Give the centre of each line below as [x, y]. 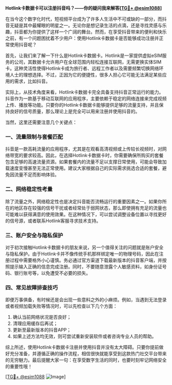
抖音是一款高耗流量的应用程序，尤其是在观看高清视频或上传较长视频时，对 [84, 149]
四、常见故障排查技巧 [31, 287]
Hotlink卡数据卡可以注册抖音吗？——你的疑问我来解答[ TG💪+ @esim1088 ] [84, 8]
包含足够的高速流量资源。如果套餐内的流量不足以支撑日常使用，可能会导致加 [86, 162]
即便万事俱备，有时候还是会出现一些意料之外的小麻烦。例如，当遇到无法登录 [86, 300]
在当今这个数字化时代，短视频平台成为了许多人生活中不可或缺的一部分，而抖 [86, 19]
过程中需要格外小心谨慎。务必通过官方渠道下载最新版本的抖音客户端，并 [86, 260]
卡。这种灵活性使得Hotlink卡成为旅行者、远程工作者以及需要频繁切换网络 [82, 68]
